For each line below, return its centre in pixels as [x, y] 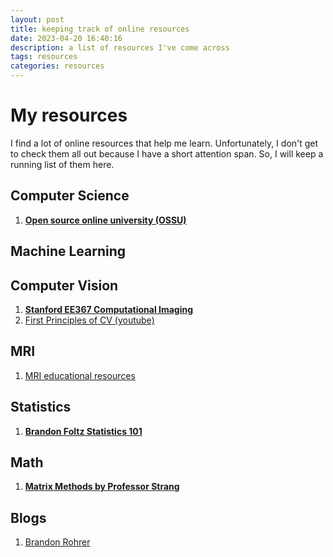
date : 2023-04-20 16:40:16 [66, 38]
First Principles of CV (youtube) [89, 320]
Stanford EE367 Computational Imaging [109, 309]
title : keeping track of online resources [100, 29]
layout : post [37, 19]
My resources [69, 115]
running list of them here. [62, 164]
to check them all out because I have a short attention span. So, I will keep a [167, 153]
